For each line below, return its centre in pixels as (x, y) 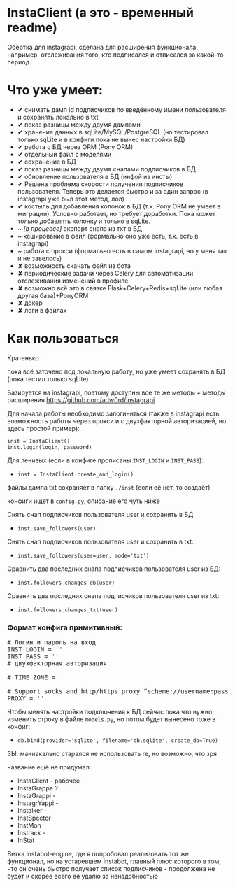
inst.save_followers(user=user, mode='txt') (83, 555)
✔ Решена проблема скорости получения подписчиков (100, 184)
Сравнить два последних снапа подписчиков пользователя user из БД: (114, 569)
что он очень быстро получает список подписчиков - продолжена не (111, 869)
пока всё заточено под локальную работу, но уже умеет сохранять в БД (116, 371)
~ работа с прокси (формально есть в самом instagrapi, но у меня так (122, 250)
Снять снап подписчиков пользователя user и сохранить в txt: (100, 541)
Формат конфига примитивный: (65, 627)
